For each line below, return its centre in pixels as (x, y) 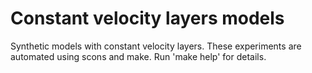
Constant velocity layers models (147, 18)
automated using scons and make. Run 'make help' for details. (138, 56)
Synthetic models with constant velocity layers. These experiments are (156, 46)
